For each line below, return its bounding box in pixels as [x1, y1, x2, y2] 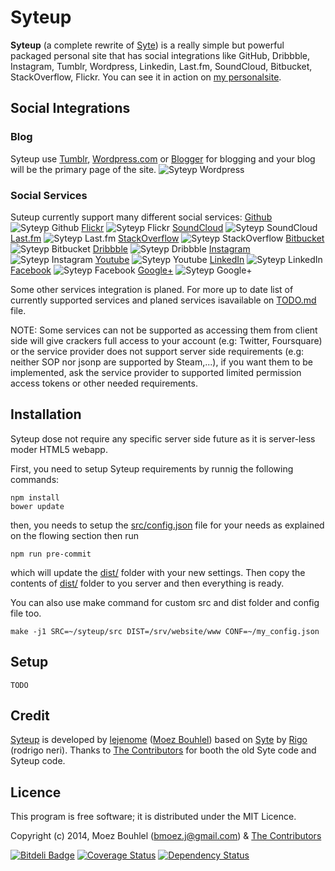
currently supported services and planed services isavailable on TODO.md [10, 294, 317, 306]
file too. [10, 607, 42, 619]
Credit [10, 707, 50, 724]
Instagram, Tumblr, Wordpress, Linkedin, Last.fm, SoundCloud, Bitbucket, [10, 60, 313, 72]
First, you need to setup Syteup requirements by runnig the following [10, 462, 294, 475]
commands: [10, 473, 60, 485]
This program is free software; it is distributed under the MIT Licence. [10, 811, 297, 823]
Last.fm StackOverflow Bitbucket [10, 232, 325, 244]
